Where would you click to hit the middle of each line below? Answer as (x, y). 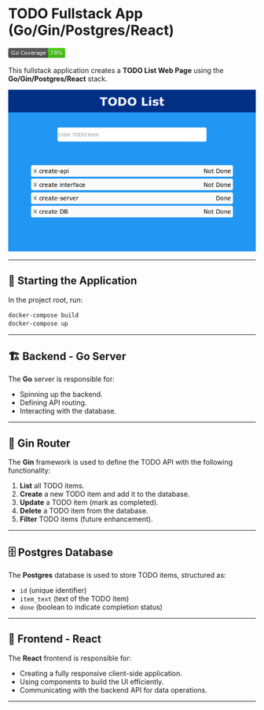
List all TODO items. (52, 486)
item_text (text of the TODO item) (74, 599)
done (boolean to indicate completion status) (91, 607)
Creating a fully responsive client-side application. (101, 673)
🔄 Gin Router (39, 443)
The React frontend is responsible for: (70, 658)
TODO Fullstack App (75, 14)
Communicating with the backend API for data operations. (114, 690)
